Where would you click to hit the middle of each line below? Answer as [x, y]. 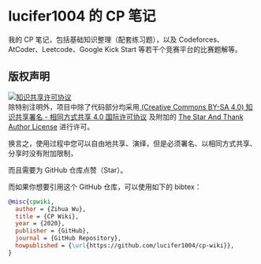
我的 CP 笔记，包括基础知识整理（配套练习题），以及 [93, 39]
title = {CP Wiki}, [47, 216]
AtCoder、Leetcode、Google [56, 49]
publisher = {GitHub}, [52, 231]
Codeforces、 [201, 39]
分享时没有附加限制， [43, 153]
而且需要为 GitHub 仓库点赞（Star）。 [68, 169]
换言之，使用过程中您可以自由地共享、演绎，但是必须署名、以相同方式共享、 [132, 143]
